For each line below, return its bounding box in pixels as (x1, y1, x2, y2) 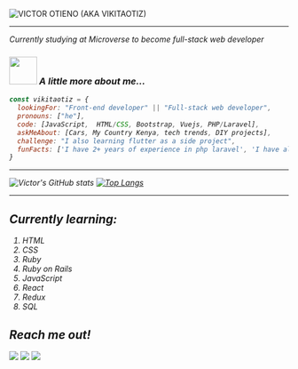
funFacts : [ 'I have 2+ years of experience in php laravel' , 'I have (17, 145, 279, 154)
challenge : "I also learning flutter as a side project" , (17, 136, 237, 146)
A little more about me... (38, 75, 146, 87)
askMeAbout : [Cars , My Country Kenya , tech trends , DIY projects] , (17, 128, 272, 137)
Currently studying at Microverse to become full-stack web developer (9, 34, 264, 44)
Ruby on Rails (21, 263, 73, 275)
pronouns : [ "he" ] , (17, 112, 86, 121)
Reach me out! (9, 327, 91, 342)
